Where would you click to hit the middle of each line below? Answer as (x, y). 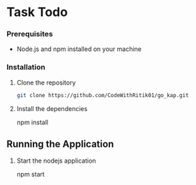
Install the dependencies (52, 108)
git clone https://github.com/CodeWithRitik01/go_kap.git (103, 95)
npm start (30, 175)
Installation (26, 67)
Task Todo (37, 12)
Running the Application (60, 144)
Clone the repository (46, 82)
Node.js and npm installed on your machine (79, 49)
